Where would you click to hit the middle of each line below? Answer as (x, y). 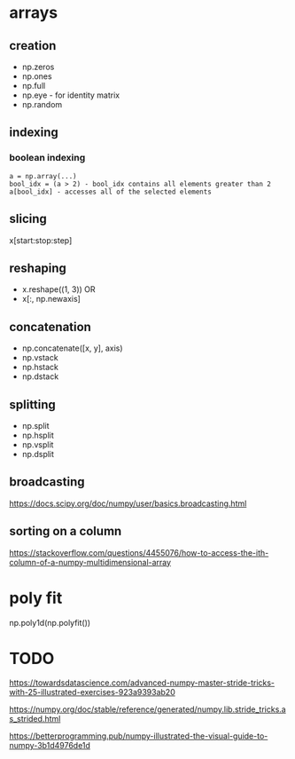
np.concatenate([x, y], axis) (72, 348)
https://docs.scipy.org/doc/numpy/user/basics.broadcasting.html (128, 503)
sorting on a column (66, 531)
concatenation (50, 327)
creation (33, 46)
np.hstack (40, 368)
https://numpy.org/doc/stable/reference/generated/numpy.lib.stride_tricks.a (147, 709)
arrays (34, 13)
